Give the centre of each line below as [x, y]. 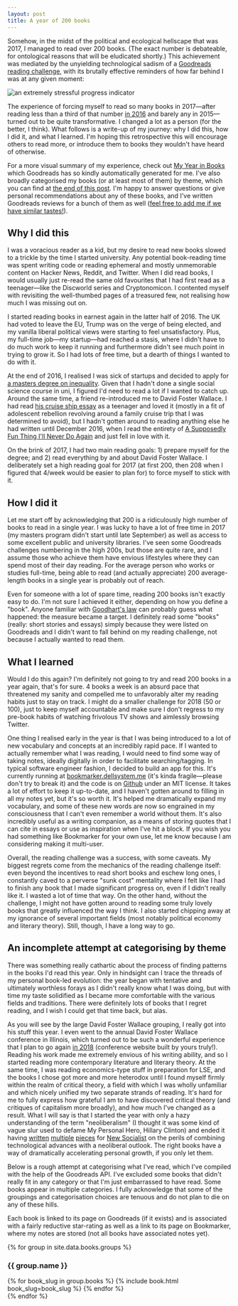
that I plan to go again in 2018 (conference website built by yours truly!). [113, 1047]
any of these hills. [33, 1204]
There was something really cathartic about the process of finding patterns [117, 965]
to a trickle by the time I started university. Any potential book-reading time [117, 258]
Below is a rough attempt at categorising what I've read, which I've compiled [119, 1167]
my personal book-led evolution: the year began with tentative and [104, 980]
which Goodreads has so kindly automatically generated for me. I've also [114, 173]
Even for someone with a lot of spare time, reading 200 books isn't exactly [116, 594]
